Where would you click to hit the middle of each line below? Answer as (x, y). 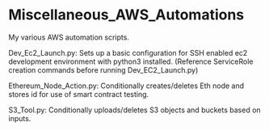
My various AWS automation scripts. (69, 37)
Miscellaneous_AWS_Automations (126, 15)
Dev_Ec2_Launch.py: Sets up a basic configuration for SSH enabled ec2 (128, 52)
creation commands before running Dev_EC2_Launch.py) (103, 69)
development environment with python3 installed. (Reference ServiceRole (131, 61)
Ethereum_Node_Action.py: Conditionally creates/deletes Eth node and (126, 86)
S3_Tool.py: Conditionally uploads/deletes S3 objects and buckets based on (134, 110)
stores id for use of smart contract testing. (79, 94)
